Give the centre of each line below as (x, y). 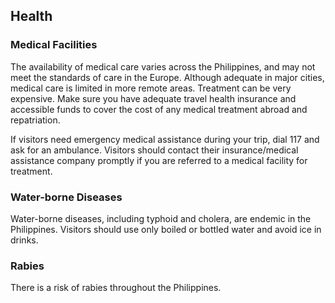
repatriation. (35, 120)
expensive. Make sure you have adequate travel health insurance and (153, 98)
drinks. (24, 240)
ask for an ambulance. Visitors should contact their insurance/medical (154, 150)
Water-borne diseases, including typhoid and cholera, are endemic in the (161, 218)
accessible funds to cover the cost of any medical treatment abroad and (159, 109)
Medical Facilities (54, 45)
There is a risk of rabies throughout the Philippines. (116, 288)
